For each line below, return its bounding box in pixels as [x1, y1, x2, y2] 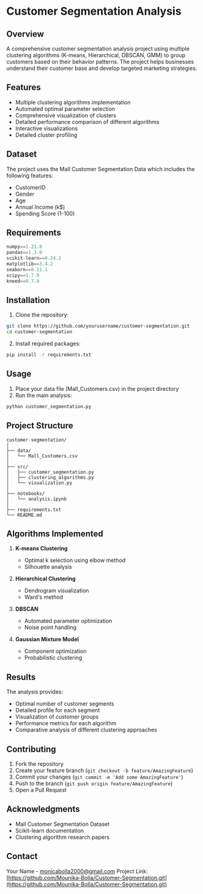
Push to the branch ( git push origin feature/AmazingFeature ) [15, 779, 173, 787]
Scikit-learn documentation [15, 827, 84, 834]
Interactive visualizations [15, 125, 78, 132]
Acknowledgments [6, 804, 81, 814]
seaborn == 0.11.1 [6, 266, 48, 272]
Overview [6, 29, 45, 39]
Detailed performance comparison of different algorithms [15, 118, 160, 125]
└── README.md [6, 512, 43, 518]
